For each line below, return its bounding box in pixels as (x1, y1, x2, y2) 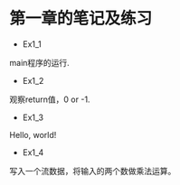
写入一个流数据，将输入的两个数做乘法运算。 (9, 165, 176, 176)
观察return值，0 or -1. (9, 94, 90, 105)
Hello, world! (9, 129, 57, 140)
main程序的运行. (9, 57, 70, 68)
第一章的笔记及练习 (9, 8, 153, 29)
